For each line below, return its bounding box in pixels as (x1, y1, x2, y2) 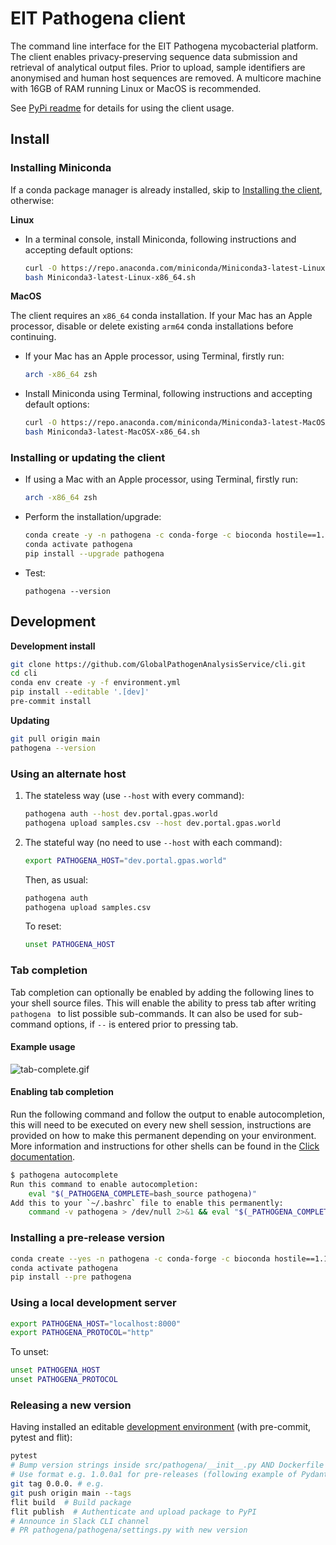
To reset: (24, 920, 62, 932)
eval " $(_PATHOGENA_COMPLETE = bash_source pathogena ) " (28, 1188, 257, 1199)
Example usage (10, 1041, 76, 1053)
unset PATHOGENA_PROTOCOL (10, 1375, 118, 1385)
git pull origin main (10, 733, 101, 744)
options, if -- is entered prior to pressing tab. (53, 1018, 239, 1030)
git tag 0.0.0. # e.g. (10, 1479, 105, 1489)
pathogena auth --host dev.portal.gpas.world (24, 809, 218, 819)
